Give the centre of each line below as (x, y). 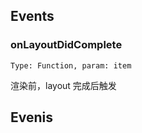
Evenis (32, 117)
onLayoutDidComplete (66, 45)
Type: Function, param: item (71, 65)
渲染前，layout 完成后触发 (63, 85)
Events (32, 16)
